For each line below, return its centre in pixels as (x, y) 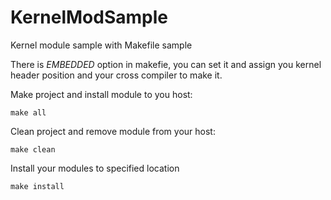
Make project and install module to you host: (101, 94)
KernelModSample (89, 17)
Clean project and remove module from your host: (113, 131)
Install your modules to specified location (95, 168)
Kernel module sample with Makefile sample (101, 45)
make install (37, 186)
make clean (33, 149)
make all (28, 112)
